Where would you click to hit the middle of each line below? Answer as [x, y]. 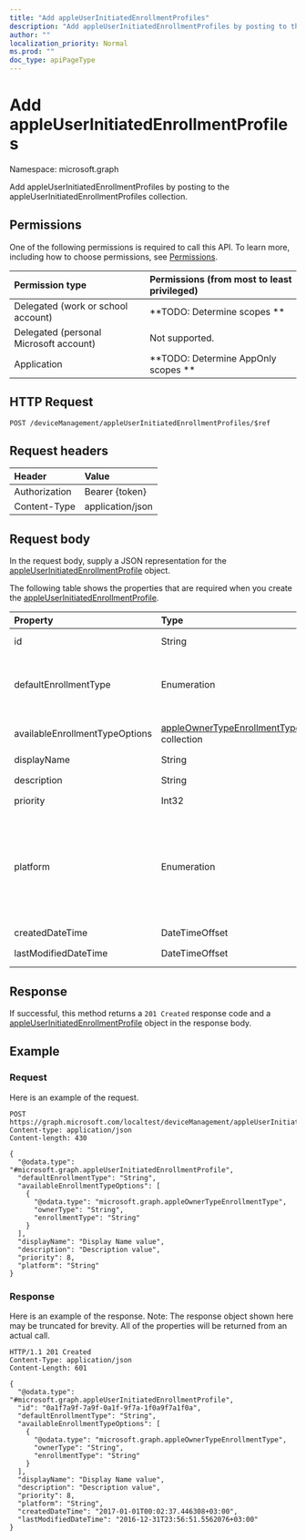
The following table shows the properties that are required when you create [151, 588]
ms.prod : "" [32, 52]
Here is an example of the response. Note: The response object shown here [152, 1316]
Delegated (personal [58, 331]
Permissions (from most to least [221, 279]
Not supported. [182, 338]
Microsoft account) [55, 343]
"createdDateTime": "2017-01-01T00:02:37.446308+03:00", [128, 1511]
